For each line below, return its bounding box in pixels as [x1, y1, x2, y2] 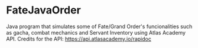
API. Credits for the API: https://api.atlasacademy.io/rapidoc [6, 35, 152, 42]
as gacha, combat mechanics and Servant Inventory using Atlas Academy [6, 29, 186, 36]
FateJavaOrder [6, 4, 81, 17]
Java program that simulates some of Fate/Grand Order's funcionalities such [6, 23, 193, 30]
